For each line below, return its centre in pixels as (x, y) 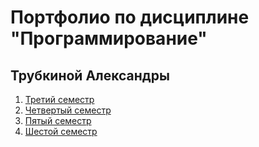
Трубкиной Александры (90, 75)
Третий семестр (59, 99)
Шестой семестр (61, 131)
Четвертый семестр (68, 110)
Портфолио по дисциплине (130, 17)
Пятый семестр (58, 120)
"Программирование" (109, 38)
